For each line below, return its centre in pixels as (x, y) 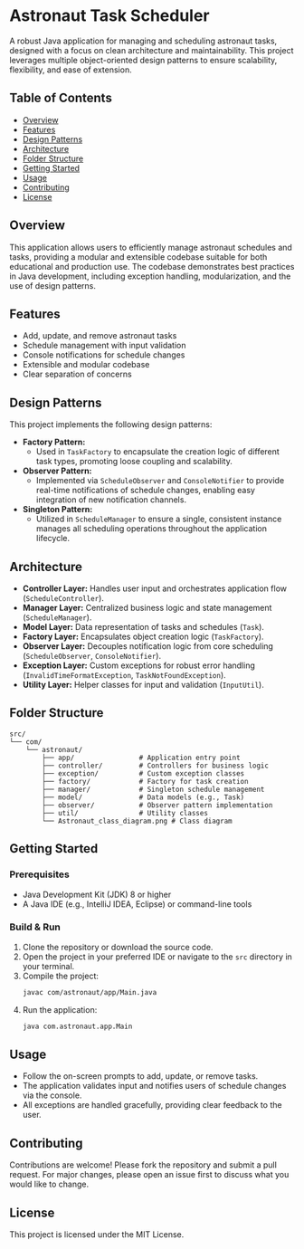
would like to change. (49, 1184)
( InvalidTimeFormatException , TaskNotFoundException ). (124, 675)
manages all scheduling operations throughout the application (151, 529)
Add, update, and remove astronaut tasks (100, 336)
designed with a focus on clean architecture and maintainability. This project (152, 50)
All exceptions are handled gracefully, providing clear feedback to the (152, 1105)
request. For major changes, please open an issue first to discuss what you (149, 1175)
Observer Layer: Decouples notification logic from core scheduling (148, 646)
